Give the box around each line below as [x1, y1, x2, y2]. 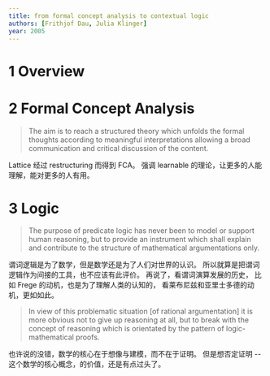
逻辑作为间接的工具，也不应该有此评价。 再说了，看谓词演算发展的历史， [8, 270, 253, 280]
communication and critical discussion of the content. [28, 143, 209, 153]
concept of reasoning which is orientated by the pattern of [28, 324, 225, 334]
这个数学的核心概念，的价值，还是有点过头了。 [8, 359, 165, 370]
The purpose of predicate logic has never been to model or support [28, 226, 255, 236]
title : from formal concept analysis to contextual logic [8, 11, 209, 20]
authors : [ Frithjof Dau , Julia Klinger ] [8, 19, 148, 28]
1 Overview [8, 62, 85, 80]
